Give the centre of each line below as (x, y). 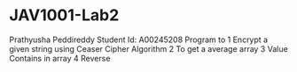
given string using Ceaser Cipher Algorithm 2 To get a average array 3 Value (148, 48)
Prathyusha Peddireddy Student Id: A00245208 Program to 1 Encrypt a (139, 40)
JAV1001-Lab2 (64, 15)
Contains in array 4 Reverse (60, 58)
